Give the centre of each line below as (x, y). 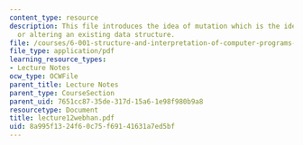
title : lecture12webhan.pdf (62, 118)
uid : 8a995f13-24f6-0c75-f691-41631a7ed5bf (92, 127)
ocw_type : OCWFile (44, 77)
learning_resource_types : (58, 59)
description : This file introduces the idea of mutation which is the (145, 26)
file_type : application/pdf (62, 51)
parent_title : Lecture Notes (64, 85)
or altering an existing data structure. (96, 34)
